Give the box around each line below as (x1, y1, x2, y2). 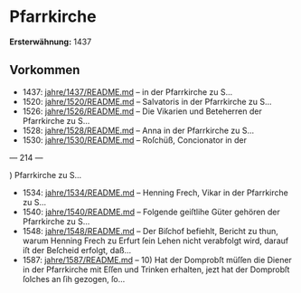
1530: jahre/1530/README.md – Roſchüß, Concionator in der (22, 134, 247, 146)
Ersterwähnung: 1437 (9, 36, 92, 47)
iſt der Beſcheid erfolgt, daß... (22, 244, 132, 255)
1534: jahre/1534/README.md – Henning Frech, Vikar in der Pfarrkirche (22, 187, 289, 198)
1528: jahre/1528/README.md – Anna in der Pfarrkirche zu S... (22, 125, 255, 136)
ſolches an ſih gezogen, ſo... (22, 273, 126, 284)
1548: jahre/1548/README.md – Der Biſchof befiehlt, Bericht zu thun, (22, 225, 278, 236)
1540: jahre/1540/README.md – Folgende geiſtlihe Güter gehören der (22, 206, 280, 217)
